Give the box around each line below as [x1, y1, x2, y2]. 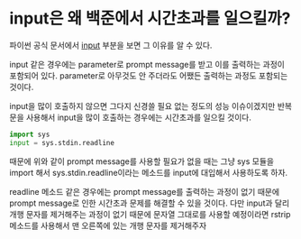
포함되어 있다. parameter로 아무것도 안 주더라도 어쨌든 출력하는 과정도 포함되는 [9, 69, 288, 81]
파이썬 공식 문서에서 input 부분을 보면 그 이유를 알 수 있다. [9, 40, 213, 51]
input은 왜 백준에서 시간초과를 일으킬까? [9, 8, 291, 29]
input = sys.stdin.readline [9, 138, 115, 147]
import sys [9, 130, 50, 139]
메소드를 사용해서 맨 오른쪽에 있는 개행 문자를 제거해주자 [9, 220, 207, 231]
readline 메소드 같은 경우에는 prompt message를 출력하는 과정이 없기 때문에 [9, 186, 280, 197]
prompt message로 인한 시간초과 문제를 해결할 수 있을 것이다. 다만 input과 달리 [9, 198, 290, 208]
